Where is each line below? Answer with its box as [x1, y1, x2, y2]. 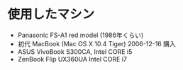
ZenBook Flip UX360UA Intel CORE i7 [17, 55, 128, 63]
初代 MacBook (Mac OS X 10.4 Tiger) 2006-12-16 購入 [17, 39, 176, 48]
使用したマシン [7, 6, 95, 22]
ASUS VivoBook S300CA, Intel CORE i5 [17, 47, 133, 56]
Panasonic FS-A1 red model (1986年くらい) [17, 31, 144, 39]
